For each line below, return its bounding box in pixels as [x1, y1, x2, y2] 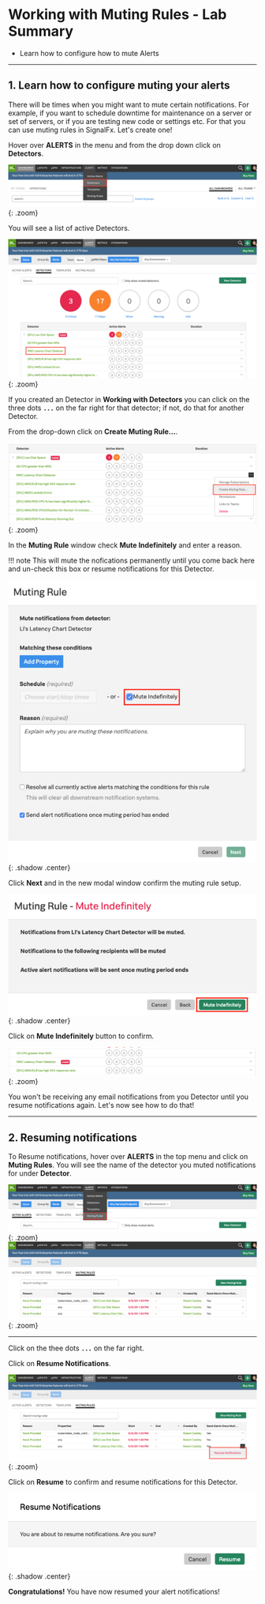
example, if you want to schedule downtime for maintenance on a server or [8, 108, 252, 118]
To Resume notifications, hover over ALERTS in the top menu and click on [8, 1152, 248, 1162]
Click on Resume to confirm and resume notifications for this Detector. [8, 1477, 238, 1486]
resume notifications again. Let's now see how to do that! [8, 1101, 195, 1110]
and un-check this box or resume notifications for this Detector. [8, 564, 215, 574]
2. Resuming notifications [8, 1131, 138, 1144]
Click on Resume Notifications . [8, 1359, 111, 1369]
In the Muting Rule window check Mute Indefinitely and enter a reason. [8, 540, 242, 550]
